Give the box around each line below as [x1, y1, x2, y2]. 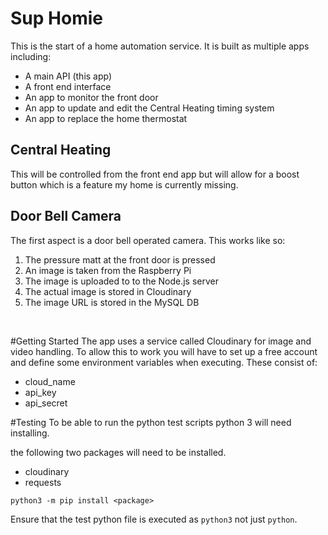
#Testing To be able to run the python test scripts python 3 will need [10, 416, 292, 428]
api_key [24, 386, 57, 398]
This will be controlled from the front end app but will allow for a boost [10, 168, 300, 180]
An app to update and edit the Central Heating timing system [24, 102, 275, 114]
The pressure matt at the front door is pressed [24, 253, 216, 266]
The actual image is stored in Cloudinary [24, 285, 192, 297]
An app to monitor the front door [24, 91, 159, 103]
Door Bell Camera [10, 208, 122, 225]
